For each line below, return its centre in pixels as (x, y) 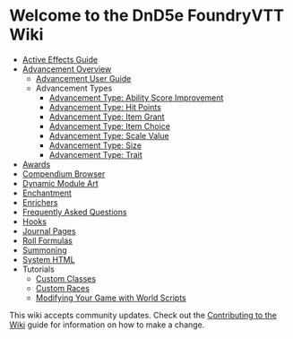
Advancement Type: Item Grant (107, 117)
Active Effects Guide (60, 59)
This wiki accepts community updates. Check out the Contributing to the (143, 315)
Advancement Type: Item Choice (109, 126)
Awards (36, 164)
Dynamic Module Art (60, 183)
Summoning (44, 250)
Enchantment (47, 193)
